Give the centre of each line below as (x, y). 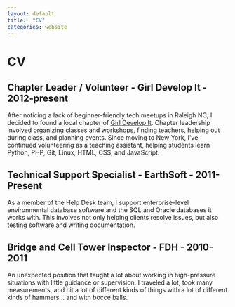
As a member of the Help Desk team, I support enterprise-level (98, 203)
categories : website (38, 27)
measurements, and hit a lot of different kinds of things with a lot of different (117, 290)
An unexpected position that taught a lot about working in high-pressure (112, 275)
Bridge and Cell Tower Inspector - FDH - (96, 247)
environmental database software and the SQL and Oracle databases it (109, 210)
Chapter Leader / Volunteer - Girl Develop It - (107, 87)
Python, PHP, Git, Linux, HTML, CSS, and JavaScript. (83, 152)
